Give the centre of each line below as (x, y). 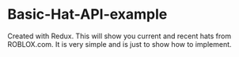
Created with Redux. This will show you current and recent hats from (119, 36)
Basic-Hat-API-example (87, 14)
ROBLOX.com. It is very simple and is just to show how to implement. (119, 44)
